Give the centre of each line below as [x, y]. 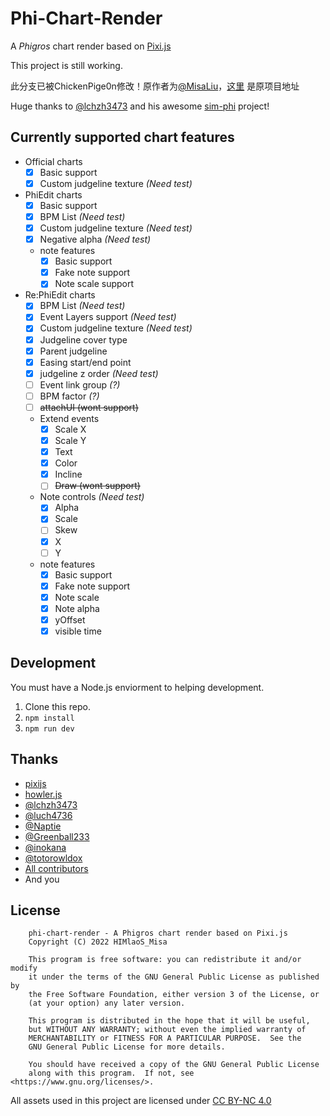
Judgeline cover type [83, 339]
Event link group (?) [80, 384]
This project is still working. [66, 65]
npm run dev [49, 728]
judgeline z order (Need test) [99, 373]
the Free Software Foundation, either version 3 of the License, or [174, 995]
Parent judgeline [73, 351]
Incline [68, 474]
